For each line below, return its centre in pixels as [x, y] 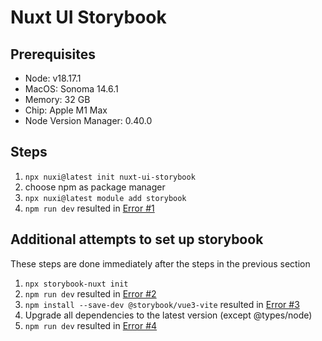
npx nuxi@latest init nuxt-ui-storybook [110, 177]
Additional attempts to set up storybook [137, 239]
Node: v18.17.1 [53, 78]
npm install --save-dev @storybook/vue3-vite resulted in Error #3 [162, 304]
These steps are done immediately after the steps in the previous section [160, 263]
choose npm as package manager [95, 187]
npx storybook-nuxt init [76, 284]
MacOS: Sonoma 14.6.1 [71, 89]
